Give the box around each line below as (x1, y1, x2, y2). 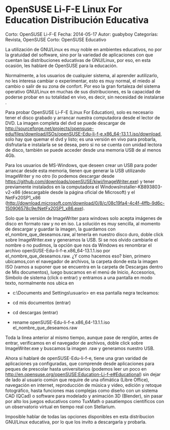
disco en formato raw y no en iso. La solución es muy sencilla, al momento (5, 220, 161, 226)
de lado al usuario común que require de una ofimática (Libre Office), (5, 377, 149, 383)
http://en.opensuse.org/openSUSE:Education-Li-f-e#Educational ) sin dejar (5, 371, 161, 377)
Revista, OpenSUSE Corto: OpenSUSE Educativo (5, 37, 106, 43)
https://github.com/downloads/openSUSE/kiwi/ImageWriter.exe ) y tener (5, 178, 155, 184)
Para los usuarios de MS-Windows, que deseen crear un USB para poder (5, 162, 157, 168)
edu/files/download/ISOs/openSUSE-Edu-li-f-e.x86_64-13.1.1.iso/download (5, 130, 161, 137)
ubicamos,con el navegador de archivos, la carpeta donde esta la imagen (5, 258, 158, 264)
